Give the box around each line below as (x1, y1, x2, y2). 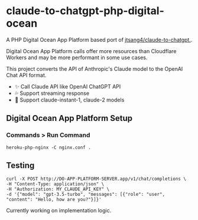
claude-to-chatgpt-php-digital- (6, 4, 164, 18)
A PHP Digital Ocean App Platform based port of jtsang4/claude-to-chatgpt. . (6, 36, 193, 43)
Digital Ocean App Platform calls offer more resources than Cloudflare (6, 47, 177, 54)
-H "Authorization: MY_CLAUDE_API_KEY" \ (6, 186, 110, 192)
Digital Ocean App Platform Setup (6, 113, 133, 123)
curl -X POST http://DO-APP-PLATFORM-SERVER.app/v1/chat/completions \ (6, 176, 186, 182)
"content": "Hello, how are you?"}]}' (6, 196, 102, 203)
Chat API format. (6, 71, 47, 78)
